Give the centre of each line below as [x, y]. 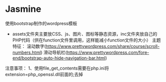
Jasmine [23, 9]
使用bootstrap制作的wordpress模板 [41, 23]
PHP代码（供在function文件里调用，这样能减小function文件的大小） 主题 [86, 40]
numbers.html [27, 52]
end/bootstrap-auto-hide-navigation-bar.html [59, 58]
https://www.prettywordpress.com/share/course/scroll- [103, 46]
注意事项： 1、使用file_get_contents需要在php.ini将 [57, 68]
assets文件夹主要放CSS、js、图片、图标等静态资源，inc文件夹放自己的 [85, 34]
